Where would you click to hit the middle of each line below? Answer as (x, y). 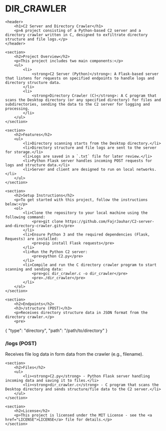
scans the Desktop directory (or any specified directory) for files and (83, 100)
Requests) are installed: (32, 239)
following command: (25, 217)
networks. (146, 169)
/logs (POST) (21, 343)
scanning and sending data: (34, 269)
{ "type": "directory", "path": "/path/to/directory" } (56, 330)
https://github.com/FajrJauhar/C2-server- (110, 221)
